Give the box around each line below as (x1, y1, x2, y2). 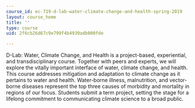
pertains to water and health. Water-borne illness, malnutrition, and (6, 77, 169, 84)
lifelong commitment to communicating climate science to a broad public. (6, 95, 184, 103)
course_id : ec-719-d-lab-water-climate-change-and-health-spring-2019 (6, 8, 183, 15)
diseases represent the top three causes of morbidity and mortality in (21, 83, 190, 90)
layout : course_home (6, 14, 57, 20)
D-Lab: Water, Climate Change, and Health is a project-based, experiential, (6, 52, 187, 59)
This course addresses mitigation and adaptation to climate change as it (6, 70, 180, 77)
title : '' (6, 19, 31, 25)
